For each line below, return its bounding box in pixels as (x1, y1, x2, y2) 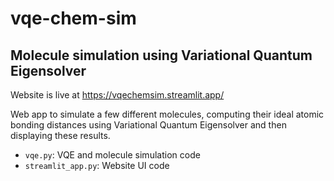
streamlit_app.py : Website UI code (24, 160, 170, 171)
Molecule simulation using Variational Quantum (10, 47, 313, 64)
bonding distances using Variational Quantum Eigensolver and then (10, 119, 287, 131)
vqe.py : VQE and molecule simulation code (24, 149, 201, 161)
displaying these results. (10, 130, 111, 141)
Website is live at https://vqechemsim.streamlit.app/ (10, 89, 225, 101)
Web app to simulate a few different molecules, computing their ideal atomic (10, 108, 325, 120)
